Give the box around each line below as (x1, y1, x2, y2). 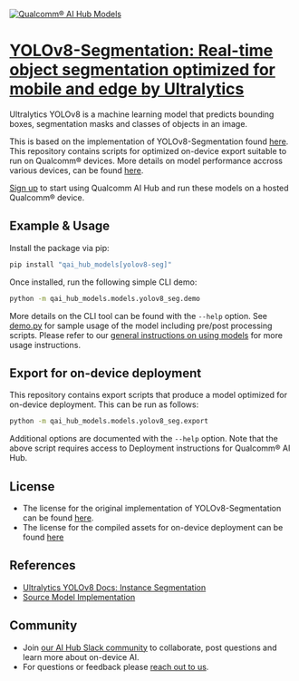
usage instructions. (9, 339, 82, 350)
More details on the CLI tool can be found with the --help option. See (9, 310, 267, 321)
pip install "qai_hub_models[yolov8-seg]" (9, 259, 172, 269)
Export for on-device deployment (9, 365, 202, 381)
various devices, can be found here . (9, 164, 144, 176)
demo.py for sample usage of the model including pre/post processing (9, 320, 273, 331)
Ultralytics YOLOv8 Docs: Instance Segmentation (22, 581, 207, 593)
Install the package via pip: (9, 242, 111, 253)
